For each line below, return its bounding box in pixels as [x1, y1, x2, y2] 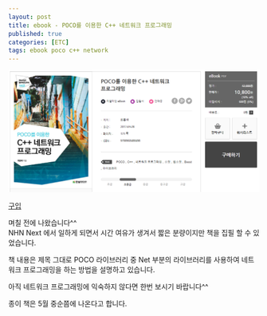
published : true [8, 30, 62, 38]
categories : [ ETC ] [8, 38, 69, 46]
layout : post [8, 13, 52, 21]
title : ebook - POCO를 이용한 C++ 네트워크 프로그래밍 [8, 21, 173, 30]
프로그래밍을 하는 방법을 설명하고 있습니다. [22, 264, 155, 275]
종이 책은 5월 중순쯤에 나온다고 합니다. [8, 298, 128, 308]
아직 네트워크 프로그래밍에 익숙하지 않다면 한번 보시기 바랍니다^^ [8, 282, 209, 291]
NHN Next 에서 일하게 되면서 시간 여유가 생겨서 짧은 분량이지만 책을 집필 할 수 [8, 227, 252, 237]
